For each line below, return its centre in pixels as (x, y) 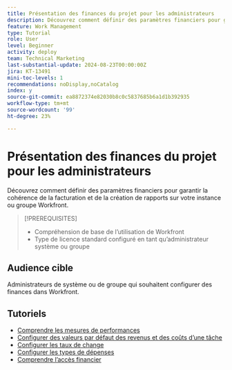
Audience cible (40, 267)
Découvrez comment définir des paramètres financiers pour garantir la (108, 190)
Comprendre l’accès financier (59, 360)
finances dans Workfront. (43, 292)
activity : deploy (32, 52)
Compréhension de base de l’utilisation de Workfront (109, 231)
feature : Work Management (44, 26)
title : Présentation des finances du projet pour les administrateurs (111, 13)
